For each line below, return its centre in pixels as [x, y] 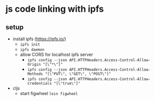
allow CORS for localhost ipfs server [56, 54]
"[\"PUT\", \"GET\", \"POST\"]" [78, 74]
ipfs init [30, 45]
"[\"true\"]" [67, 83]
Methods [35, 74]
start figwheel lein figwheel [49, 93]
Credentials [39, 83]
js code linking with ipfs [55, 9]
